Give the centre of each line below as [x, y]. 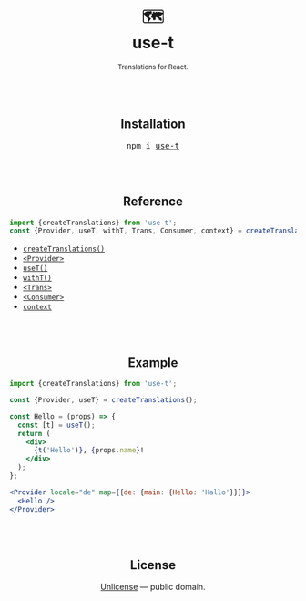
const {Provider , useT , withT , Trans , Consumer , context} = [126, 231]
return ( [34, 433]
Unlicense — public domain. [153, 587]
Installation [153, 124]
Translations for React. [153, 67]
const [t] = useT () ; [56, 425]
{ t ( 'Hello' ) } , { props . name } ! [89, 451]
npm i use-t [153, 145]
